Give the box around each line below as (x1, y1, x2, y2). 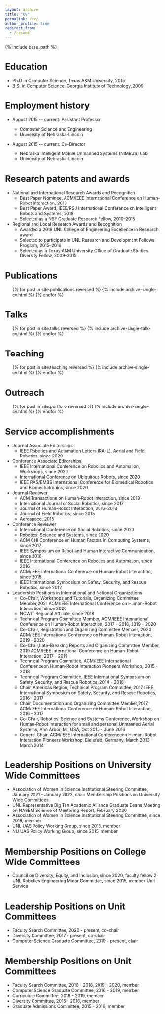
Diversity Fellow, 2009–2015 (19, 253, 77, 258)
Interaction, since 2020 (19, 605, 67, 611)
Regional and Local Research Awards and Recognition (12, 221, 122, 227)
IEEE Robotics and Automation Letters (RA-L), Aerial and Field (19, 448, 145, 454)
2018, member (12, 818, 42, 824)
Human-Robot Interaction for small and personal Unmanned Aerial (19, 721, 154, 727)
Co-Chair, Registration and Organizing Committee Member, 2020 (19, 626, 152, 632)
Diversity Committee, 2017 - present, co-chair (12, 933, 105, 939)
